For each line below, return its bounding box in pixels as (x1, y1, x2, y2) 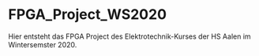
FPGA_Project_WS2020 (8, 6, 167, 24)
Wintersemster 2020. (8, 39, 77, 49)
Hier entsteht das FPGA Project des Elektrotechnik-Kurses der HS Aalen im (8, 32, 251, 41)
